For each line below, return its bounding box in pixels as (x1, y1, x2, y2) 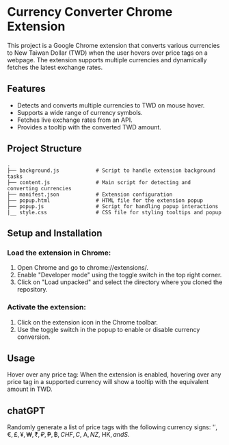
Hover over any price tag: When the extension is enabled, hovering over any (7, 370, 221, 379)
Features (7, 83, 46, 94)
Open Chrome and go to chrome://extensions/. (16, 264, 149, 272)
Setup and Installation (7, 227, 103, 239)
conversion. (16, 333, 51, 341)
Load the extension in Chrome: (7, 248, 111, 257)
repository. (16, 285, 48, 294)
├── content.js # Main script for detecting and (7, 179, 191, 186)
